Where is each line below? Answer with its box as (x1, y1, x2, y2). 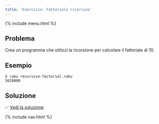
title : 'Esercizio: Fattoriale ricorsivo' (5, 7, 92, 12)
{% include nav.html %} (5, 114, 52, 120)
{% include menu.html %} (5, 20, 57, 26)
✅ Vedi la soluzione (5, 105, 44, 110)
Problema (5, 34, 35, 43)
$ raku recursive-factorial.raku (5, 74, 73, 79)
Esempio (5, 61, 32, 69)
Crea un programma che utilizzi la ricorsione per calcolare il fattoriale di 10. (5, 47, 155, 53)
